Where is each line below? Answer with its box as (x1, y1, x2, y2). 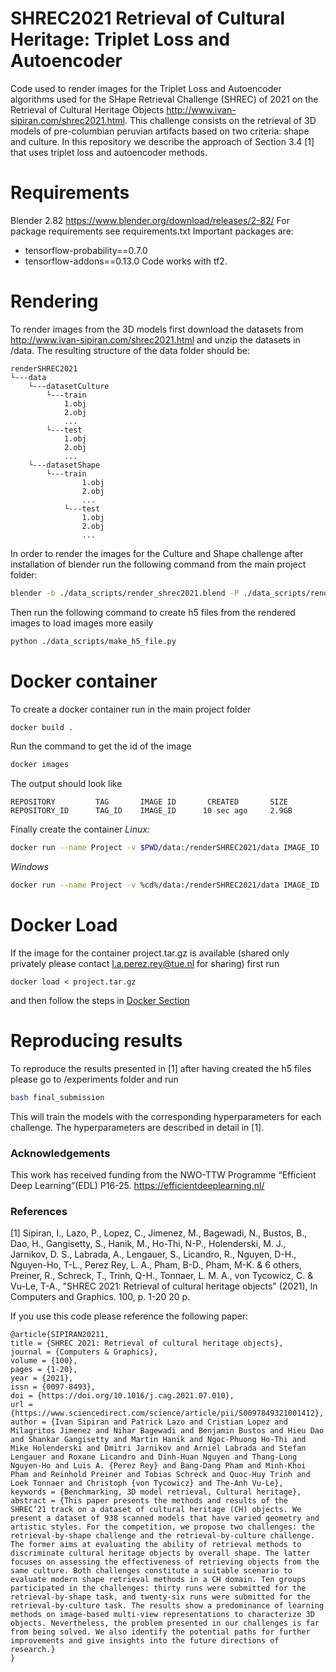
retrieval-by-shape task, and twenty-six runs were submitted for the (10, 1592, 311, 1602)
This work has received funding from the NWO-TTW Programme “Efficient (10, 1169, 317, 1181)
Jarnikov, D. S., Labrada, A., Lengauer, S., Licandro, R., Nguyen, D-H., (10, 1248, 297, 1261)
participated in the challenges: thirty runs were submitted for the (10, 1583, 307, 1594)
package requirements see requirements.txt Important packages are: (10, 225, 294, 237)
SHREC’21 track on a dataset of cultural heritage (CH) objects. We (10, 1505, 302, 1515)
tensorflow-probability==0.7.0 (24, 244, 148, 256)
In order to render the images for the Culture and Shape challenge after (10, 547, 304, 559)
